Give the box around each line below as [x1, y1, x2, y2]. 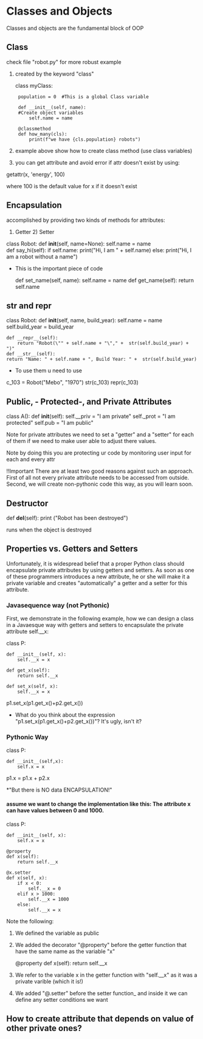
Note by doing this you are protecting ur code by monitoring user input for [6, 449, 191, 456]
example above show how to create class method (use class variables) [15, 147, 193, 154]
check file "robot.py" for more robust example [6, 58, 122, 65]
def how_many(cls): [18, 131, 67, 137]
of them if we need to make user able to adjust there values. [6, 438, 157, 445]
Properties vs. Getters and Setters [6, 544, 139, 554]
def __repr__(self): [6, 335, 59, 341]
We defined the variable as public [15, 929, 99, 937]
